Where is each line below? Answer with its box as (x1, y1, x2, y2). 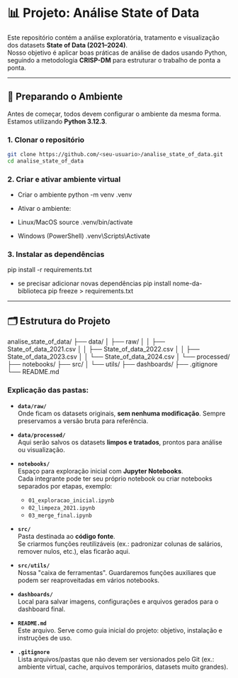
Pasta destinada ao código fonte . (17, 532, 115, 540)
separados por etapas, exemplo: (17, 481, 113, 490)
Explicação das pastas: (7, 386, 89, 395)
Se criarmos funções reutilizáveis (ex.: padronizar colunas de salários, (17, 540, 223, 548)
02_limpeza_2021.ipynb (28, 504, 96, 511)
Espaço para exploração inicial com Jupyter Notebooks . (17, 466, 183, 475)
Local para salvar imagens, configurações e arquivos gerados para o (17, 597, 219, 606)
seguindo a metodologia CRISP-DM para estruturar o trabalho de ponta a (7, 55, 221, 64)
